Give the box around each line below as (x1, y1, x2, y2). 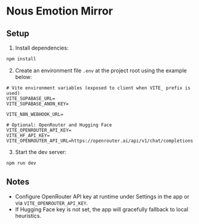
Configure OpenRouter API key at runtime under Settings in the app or (15, 193, 189, 200)
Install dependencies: (15, 44, 69, 51)
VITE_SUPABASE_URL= (6, 95, 56, 101)
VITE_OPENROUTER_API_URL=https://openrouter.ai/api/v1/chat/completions (6, 138, 194, 144)
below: (15, 73, 32, 80)
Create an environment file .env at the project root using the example (15, 66, 188, 74)
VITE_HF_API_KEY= (6, 132, 50, 138)
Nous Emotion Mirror (6, 4, 113, 18)
